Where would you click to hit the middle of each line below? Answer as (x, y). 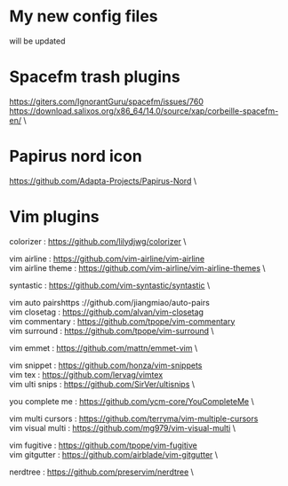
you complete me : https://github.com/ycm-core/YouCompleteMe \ (132, 401)
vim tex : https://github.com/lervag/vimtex (86, 374)
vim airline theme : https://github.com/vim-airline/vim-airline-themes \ (137, 267)
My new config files (84, 16)
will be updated (37, 41)
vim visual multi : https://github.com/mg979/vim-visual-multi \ (122, 427)
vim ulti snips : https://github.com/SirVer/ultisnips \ (102, 384)
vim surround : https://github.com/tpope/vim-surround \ (112, 331)
